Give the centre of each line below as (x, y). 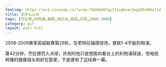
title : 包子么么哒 (22, 14)
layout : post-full (24, 28)
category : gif (20, 24)
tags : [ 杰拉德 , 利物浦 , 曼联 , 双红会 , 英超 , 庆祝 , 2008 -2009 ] (59, 19)
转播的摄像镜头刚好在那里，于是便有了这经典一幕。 (57, 60)
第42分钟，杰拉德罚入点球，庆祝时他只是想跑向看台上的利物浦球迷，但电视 (82, 54)
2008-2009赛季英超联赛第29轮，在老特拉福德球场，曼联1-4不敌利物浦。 (80, 43)
